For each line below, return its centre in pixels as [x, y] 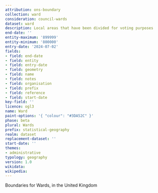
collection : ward [23, 14]
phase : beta [17, 120]
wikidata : [15, 167]
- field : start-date [26, 97]
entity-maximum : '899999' [32, 38]
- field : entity [22, 61]
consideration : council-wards [36, 19]
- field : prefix [22, 88]
